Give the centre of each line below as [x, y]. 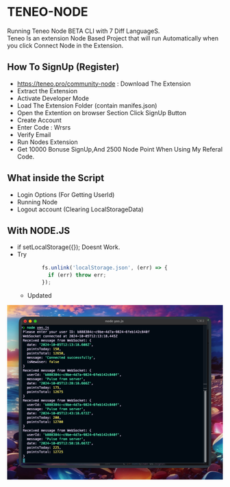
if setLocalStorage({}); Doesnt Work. [68, 247]
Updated [40, 295]
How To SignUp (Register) [63, 67]
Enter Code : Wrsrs [44, 127]
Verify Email [34, 134]
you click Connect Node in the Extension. [65, 45]
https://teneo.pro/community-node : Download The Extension [104, 84]
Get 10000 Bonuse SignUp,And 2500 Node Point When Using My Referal [120, 149]
